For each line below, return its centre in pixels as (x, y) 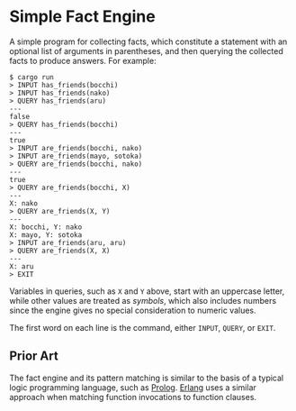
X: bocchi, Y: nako (46, 227)
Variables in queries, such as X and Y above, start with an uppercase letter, (147, 291)
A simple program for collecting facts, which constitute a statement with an (148, 41)
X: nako (24, 203)
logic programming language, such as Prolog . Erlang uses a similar (133, 387)
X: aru (22, 266)
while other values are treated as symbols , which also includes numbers (143, 300)
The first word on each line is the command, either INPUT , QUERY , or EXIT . (143, 327)
